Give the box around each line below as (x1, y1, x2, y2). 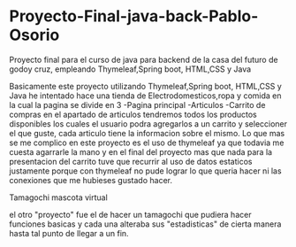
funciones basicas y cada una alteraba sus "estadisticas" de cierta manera (9, 219, 282, 229)
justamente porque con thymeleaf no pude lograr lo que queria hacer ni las (9, 166, 282, 176)
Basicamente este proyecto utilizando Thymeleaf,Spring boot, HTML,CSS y (9, 81, 283, 91)
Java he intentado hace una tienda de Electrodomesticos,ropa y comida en (9, 90, 282, 101)
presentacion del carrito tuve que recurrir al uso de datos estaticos (9, 156, 253, 166)
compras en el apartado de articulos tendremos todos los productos (9, 109, 258, 120)
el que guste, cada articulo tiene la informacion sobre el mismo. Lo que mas (9, 127, 285, 138)
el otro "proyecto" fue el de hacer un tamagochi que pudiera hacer (9, 209, 252, 220)
